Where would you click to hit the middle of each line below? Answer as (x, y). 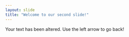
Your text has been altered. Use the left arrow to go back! (65, 29)
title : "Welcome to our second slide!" (47, 15)
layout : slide (20, 10)
